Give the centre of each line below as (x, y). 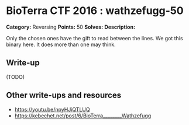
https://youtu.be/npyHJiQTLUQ (52, 109)
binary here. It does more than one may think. (61, 44)
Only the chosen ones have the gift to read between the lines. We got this (94, 38)
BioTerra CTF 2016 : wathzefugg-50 (95, 11)
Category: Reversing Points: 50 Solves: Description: (71, 27)
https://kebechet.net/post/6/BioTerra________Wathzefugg (83, 116)
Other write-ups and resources (64, 96)
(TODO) (16, 77)
